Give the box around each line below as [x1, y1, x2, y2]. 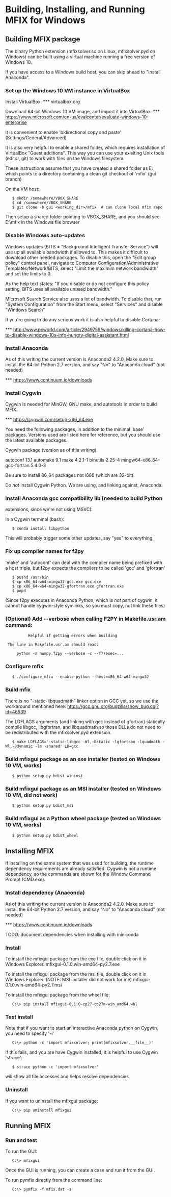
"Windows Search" [5, 307, 45, 313]
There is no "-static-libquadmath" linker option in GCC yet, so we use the [5, 698, 159, 704]
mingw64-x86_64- [121, 457, 160, 463]
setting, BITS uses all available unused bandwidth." [5, 286, 112, 292]
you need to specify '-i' [5, 1030, 54, 1036]
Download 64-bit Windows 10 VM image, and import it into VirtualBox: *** [5, 109, 160, 115]
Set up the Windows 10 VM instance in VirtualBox [5, 87, 130, 94]
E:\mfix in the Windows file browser [5, 219, 80, 225]
